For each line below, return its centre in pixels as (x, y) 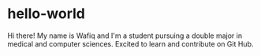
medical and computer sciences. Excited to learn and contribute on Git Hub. (130, 43)
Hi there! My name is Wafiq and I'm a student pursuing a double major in (125, 35)
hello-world (47, 14)
